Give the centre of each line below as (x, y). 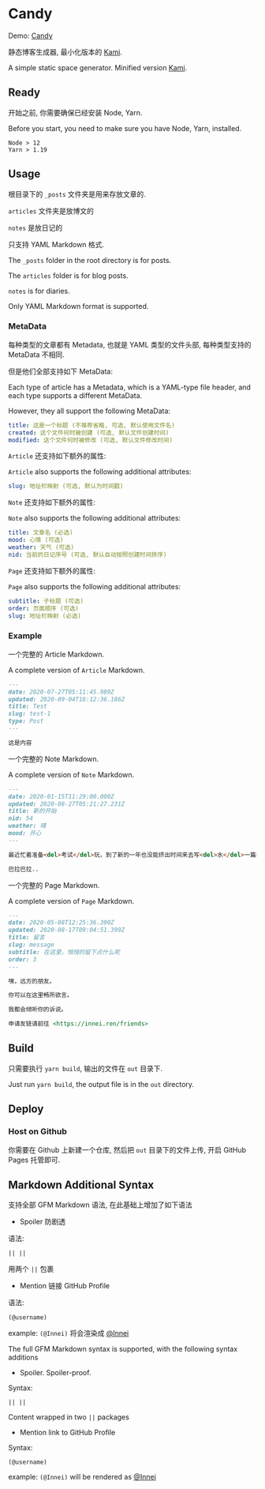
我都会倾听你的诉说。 (37, 1010)
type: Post (26, 721)
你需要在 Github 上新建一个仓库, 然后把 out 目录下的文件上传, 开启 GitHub (127, 1149)
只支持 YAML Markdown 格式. (56, 244)
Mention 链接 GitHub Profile (65, 1286)
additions (23, 1357)
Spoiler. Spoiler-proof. (55, 1373)
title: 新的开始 (32, 811)
